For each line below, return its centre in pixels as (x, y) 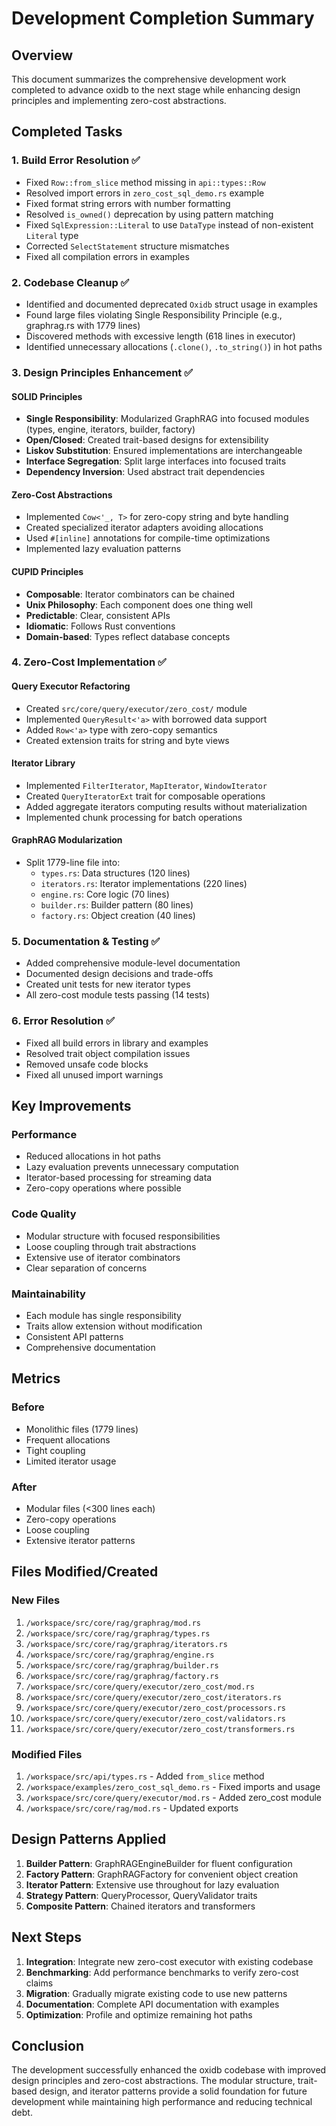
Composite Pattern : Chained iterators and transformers (140, 1906)
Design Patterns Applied (89, 1839)
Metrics (36, 1378)
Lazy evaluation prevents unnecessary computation (132, 1167)
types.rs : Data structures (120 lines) (115, 873)
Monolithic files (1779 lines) (82, 1429)
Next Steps (46, 1937)
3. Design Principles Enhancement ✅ (102, 372)
